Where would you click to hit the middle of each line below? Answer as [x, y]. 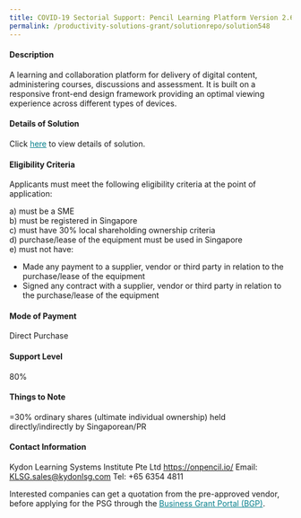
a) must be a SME [42, 211]
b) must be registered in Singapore [73, 221]
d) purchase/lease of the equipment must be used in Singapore [126, 240]
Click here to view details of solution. [77, 144]
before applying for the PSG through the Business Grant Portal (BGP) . [138, 503]
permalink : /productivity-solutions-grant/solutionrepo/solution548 [140, 26]
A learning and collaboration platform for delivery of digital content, [133, 75]
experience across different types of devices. [93, 103]
